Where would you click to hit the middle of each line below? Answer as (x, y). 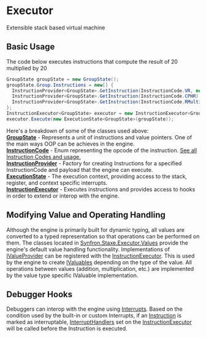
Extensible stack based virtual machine (56, 28)
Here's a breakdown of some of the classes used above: (78, 131)
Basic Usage (31, 47)
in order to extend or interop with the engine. (63, 196)
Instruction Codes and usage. (44, 157)
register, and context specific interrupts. (57, 183)
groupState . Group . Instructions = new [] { (60, 85)
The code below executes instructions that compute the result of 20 (92, 61)
